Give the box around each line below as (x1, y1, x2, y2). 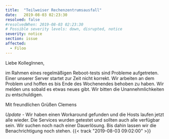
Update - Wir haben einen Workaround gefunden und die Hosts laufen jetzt (5, 111, 164, 117)
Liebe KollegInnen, (5, 59, 45, 66)
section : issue (5, 36, 38, 42)
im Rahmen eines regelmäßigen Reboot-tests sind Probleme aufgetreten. (5, 70, 159, 76)
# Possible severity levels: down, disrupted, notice (5, 27, 123, 32)
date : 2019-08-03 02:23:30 (5, 12, 68, 17)
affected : (5, 41, 27, 46)
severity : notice (5, 31, 43, 36)
